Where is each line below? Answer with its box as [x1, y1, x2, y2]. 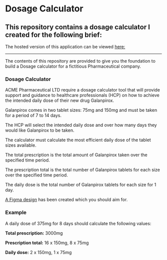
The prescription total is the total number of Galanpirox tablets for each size [5, 167, 160, 173]
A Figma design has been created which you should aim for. [5, 197, 128, 203]
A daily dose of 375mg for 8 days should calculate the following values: [5, 220, 152, 226]
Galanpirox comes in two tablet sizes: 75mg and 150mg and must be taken [5, 107, 158, 113]
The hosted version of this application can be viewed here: [5, 44, 126, 50]
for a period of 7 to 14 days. [5, 112, 62, 118]
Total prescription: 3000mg [5, 230, 63, 236]
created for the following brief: [5, 30, 102, 39]
